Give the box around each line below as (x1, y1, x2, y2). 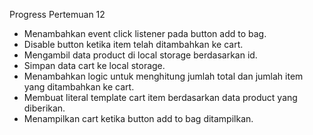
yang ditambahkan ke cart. (23, 81, 135, 93)
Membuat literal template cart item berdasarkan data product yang (23, 92, 298, 103)
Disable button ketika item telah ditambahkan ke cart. (23, 39, 244, 50)
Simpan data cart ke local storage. (23, 60, 166, 71)
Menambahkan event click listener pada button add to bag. (23, 28, 267, 39)
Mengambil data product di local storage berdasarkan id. (23, 49, 258, 61)
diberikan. (23, 102, 66, 114)
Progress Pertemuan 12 (9, 9, 106, 20)
